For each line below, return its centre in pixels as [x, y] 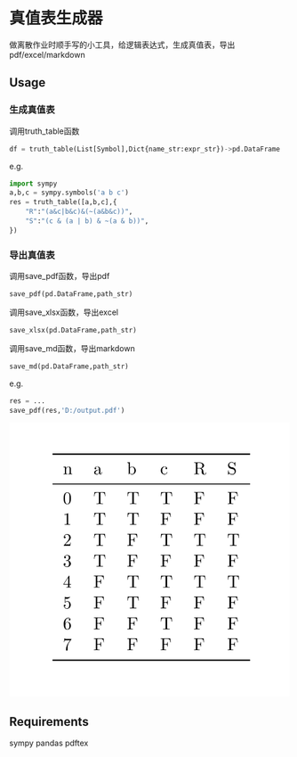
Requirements [49, 722]
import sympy [33, 184]
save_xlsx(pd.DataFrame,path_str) [73, 330]
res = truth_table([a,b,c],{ [63, 202]
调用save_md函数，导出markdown [72, 348]
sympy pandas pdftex [49, 743]
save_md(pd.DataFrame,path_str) [69, 366]
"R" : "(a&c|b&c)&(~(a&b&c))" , [79, 212]
